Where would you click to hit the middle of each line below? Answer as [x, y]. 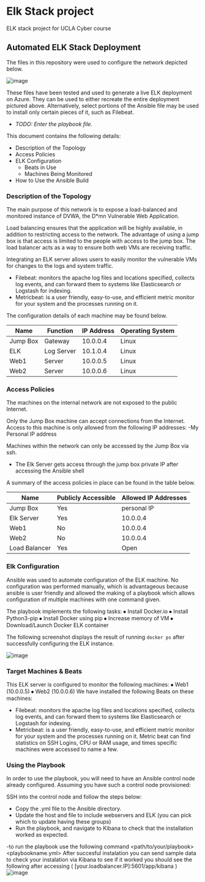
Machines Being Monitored [58, 173]
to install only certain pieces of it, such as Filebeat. [70, 112]
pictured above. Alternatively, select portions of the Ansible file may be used [102, 105]
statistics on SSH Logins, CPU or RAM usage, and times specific [96, 742]
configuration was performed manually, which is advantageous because [97, 586]
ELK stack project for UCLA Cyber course [59, 28]
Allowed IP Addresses [154, 498]
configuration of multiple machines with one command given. [84, 599]
